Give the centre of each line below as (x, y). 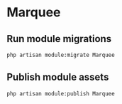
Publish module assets (58, 77)
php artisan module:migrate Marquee (61, 55)
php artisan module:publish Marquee (61, 93)
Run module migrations (59, 39)
